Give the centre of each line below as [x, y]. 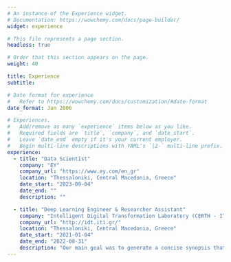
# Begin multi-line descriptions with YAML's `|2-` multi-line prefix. [115, 146]
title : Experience [33, 76]
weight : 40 [23, 64]
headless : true [29, 45]
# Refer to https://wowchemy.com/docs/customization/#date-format [107, 101]
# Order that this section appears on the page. [78, 58]
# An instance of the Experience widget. [67, 13]
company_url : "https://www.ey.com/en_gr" [79, 172]
